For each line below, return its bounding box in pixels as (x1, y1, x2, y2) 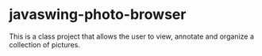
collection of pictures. (9, 39, 80, 49)
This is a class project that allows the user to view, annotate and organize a (9, 32, 255, 41)
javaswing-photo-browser (9, 6, 187, 24)
